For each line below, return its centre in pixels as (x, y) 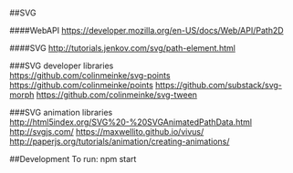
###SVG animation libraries (61, 113)
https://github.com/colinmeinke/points (81, 86)
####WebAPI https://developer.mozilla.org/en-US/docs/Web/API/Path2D (147, 31)
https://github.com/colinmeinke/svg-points (90, 76)
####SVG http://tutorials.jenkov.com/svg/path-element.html (122, 48)
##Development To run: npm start (73, 159)
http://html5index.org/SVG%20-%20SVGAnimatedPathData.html (131, 122)
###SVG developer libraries (62, 66)
